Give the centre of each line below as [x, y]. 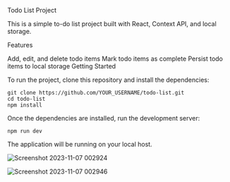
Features [20, 45]
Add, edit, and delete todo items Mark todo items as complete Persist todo [115, 59]
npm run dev [25, 131]
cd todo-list [26, 99]
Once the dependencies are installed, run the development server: [104, 118]
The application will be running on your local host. [80, 144]
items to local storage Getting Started [62, 66]
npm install [25, 105]
